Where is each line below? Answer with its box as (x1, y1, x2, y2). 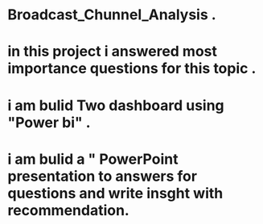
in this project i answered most (7, 43, 218, 61)
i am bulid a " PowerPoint (7, 150, 179, 168)
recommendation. (7, 201, 129, 219)
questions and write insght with (7, 184, 224, 202)
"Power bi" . (7, 113, 91, 132)
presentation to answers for (7, 167, 198, 185)
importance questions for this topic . (7, 59, 257, 78)
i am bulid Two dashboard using (7, 96, 224, 114)
